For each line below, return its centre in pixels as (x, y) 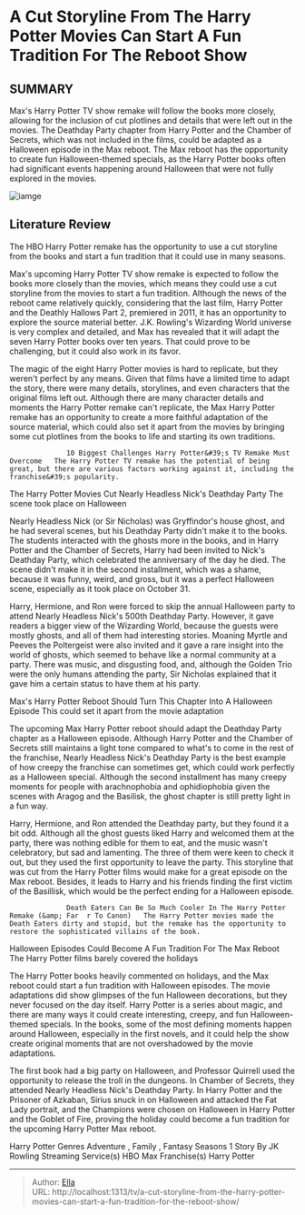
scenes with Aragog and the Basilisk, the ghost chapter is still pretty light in (150, 796)
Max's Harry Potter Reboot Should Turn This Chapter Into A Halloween (141, 701)
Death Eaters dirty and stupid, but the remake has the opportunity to (148, 924)
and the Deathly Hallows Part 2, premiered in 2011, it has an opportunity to (148, 312)
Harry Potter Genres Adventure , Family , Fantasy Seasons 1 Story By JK (144, 1146)
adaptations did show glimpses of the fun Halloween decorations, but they (148, 995)
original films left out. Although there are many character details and (137, 397)
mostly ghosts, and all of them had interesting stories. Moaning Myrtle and (148, 635)
